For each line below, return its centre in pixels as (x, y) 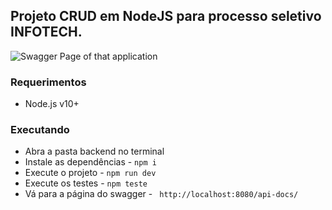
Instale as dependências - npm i (90, 162)
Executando (40, 130)
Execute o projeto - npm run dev (90, 173)
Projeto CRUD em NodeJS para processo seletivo (166, 16)
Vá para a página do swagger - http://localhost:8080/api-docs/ (161, 194)
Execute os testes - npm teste (86, 183)
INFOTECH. (46, 32)
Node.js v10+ (52, 104)
